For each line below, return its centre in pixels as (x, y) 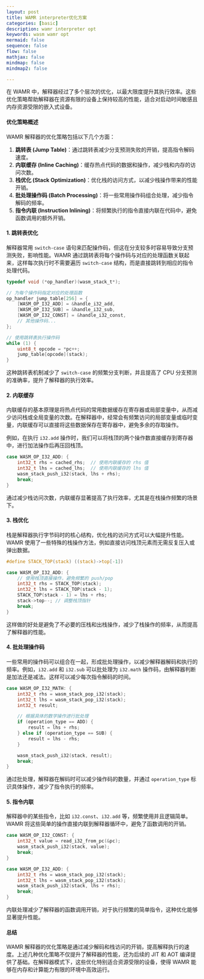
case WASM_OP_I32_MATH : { (39, 688)
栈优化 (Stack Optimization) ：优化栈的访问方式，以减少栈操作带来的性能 (106, 180)
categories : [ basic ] (32, 23)
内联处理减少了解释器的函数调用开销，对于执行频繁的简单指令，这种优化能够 (102, 910)
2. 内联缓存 (20, 395)
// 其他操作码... (37, 321)
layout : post (23, 12)
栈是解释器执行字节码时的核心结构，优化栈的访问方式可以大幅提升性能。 (97, 534)
